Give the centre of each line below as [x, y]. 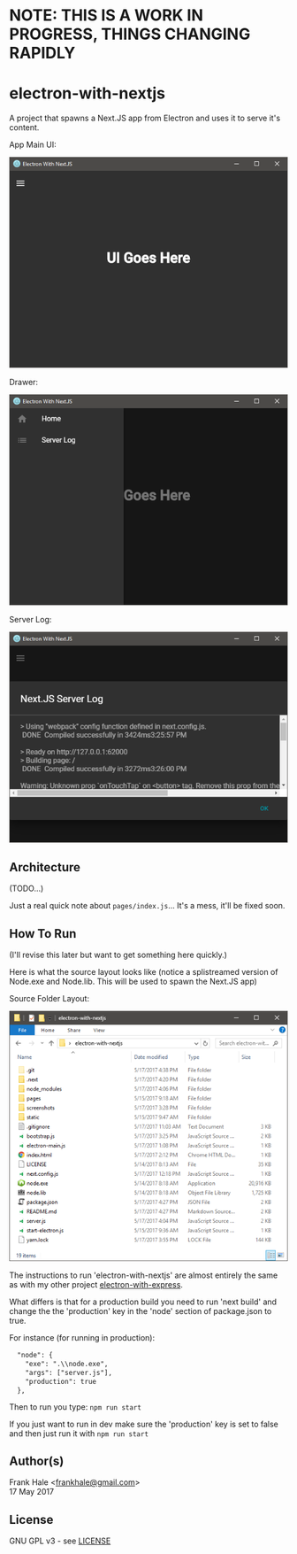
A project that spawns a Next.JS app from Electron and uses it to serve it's [145, 118]
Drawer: [23, 382]
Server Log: [30, 619]
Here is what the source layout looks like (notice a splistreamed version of [144, 972]
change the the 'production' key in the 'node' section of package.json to [141, 1310]
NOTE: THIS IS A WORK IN [106, 15]
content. [24, 128]
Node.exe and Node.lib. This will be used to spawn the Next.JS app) [133, 982]
